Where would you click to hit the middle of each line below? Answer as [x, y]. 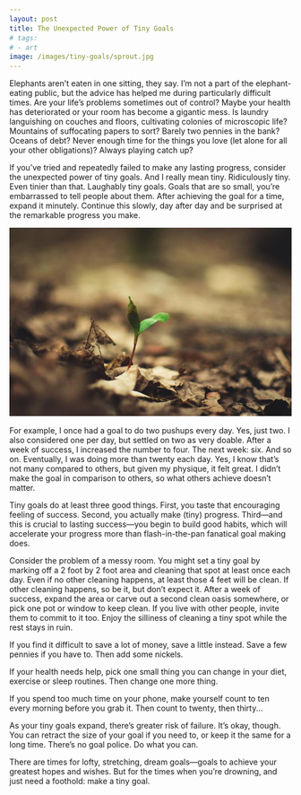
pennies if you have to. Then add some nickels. [96, 654]
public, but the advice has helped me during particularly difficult [153, 93]
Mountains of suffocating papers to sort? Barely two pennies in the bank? [145, 131]
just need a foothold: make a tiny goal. [80, 782]
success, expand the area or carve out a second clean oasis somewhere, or [149, 599]
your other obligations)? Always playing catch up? [102, 150]
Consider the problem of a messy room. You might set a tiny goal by [135, 561]
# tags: [24, 38]
